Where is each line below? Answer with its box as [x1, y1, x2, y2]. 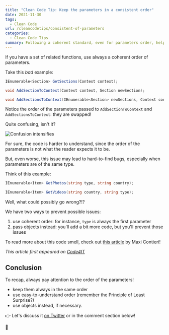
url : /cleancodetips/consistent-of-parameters [5, 26, 105, 31]
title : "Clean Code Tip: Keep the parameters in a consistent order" [5, 7, 154, 13]
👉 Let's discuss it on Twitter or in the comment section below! [5, 312, 136, 318]
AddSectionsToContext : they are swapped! [5, 111, 92, 117]
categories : [5, 31, 30, 36]
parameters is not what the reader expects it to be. [5, 146, 110, 152]
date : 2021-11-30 [5, 12, 42, 17]
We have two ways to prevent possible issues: [5, 209, 101, 215]
